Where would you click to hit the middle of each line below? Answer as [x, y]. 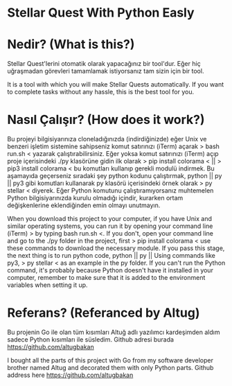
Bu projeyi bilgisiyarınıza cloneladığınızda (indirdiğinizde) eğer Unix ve [107, 139]
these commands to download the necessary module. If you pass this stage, [116, 248]
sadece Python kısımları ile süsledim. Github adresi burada [91, 340]
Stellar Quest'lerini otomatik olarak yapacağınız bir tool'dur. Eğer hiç [104, 64]
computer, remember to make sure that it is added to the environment [106, 278]
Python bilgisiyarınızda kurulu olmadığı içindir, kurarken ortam [95, 198]
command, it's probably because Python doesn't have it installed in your [110, 270]
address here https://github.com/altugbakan [70, 375]
